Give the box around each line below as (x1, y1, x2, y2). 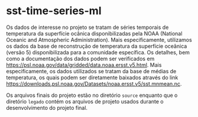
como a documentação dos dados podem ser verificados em (6, 55, 155, 62)
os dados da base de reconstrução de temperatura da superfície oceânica (6, 43, 187, 50)
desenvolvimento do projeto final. (6, 104, 87, 111)
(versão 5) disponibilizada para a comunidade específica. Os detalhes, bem (6, 48, 190, 56)
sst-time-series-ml (6, 4, 102, 18)
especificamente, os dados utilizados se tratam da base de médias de (6, 67, 177, 74)
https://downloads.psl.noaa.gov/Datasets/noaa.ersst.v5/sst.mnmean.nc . (6, 80, 182, 87)
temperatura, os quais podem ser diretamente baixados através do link (6, 74, 178, 81)
